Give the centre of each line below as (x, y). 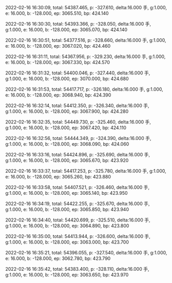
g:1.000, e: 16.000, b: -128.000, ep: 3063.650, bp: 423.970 (67, 275)
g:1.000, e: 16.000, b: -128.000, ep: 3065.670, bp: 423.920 (67, 160)
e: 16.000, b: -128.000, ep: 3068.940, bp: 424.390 (58, 95)
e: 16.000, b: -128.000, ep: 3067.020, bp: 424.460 (58, 46)
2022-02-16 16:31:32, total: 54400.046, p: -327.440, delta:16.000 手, (78, 73)
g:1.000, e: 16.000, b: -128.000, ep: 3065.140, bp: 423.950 (66, 193)
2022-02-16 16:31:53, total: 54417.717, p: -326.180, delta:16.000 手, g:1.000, (84, 89)
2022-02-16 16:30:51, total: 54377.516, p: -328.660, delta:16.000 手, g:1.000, (86, 40)
